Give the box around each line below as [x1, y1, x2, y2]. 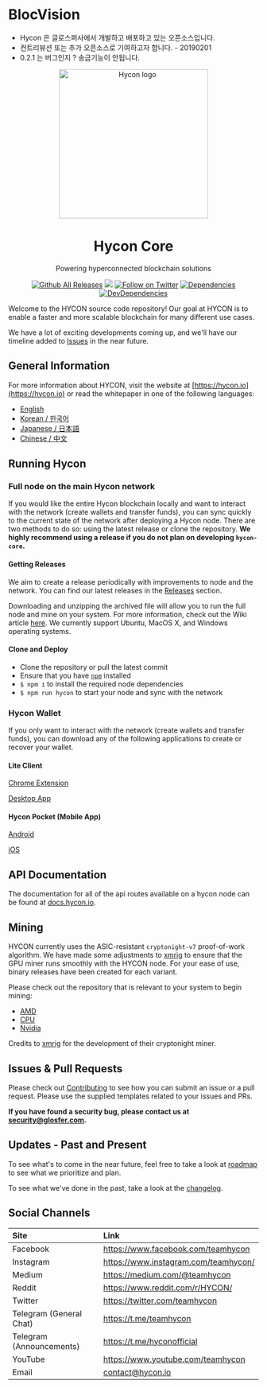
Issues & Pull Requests [8, 1062, 123, 1075]
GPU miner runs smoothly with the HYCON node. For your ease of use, [8, 958, 240, 968]
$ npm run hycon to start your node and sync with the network [19, 687, 223, 697]
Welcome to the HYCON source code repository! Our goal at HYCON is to [8, 304, 249, 313]
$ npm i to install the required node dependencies [19, 678, 184, 689]
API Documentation [8, 868, 107, 881]
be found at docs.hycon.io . [8, 897, 96, 908]
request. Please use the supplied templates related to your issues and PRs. [8, 1091, 253, 1101]
